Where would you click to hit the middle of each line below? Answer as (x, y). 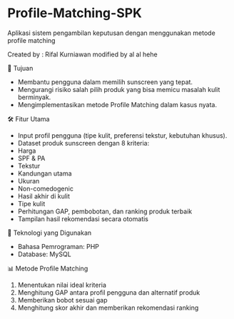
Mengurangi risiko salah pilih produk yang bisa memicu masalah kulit (119, 89)
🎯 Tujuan (20, 68)
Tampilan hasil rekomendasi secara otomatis (83, 218)
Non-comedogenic (45, 188)
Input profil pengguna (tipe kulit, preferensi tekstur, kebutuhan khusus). (122, 135)
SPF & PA (31, 158)
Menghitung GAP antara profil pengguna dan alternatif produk (109, 292)
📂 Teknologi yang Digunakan (50, 233)
